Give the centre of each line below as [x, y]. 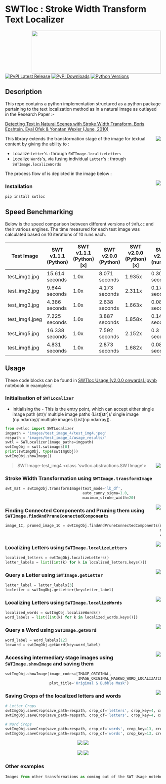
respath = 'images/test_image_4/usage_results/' [56, 438]
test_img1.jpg [23, 276]
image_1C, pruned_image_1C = [35, 526]
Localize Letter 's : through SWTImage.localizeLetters [67, 153]
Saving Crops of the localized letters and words [63, 696]
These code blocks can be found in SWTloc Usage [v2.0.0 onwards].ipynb [81, 380]
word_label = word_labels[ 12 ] [36, 640]
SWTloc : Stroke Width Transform [76, 9]
